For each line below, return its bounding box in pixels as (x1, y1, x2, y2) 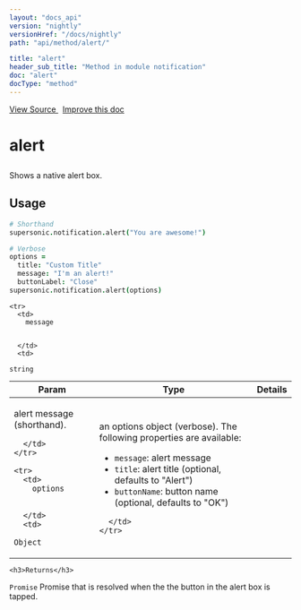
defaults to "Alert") (114, 474, 193, 486)
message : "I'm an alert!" (17, 270, 115, 279)
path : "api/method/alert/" (9, 38, 110, 47)
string (9, 365, 34, 374)
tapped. (9, 590, 39, 601)
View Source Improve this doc (9, 104, 125, 115)
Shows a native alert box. (9, 169, 103, 180)
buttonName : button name (114, 485, 219, 498)
